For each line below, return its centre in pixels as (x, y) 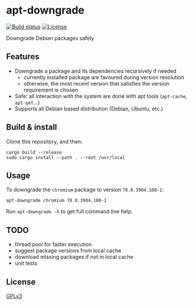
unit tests (26, 263)
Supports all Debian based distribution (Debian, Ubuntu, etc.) (89, 108)
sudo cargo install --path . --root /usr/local (66, 157)
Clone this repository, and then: (44, 141)
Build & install (32, 127)
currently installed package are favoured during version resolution (104, 77)
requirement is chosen (51, 90)
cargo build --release (34, 152)
